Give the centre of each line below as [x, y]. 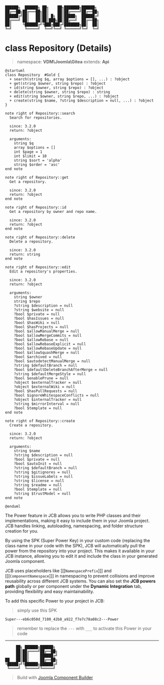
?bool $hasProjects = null [41, 327]
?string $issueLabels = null [43, 477]
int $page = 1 [28, 152]
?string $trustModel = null [42, 494]
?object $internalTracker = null [48, 399]
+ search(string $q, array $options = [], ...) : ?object [70, 79]
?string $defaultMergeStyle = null [50, 374]
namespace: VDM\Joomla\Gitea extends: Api [63, 62]
